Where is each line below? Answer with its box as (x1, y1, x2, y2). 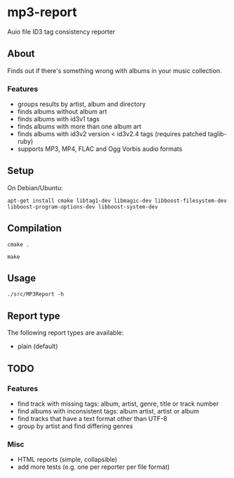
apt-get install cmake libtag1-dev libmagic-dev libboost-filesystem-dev (7, 197, 228, 204)
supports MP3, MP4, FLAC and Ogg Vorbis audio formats (17, 145, 183, 153)
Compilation (7, 223, 62, 234)
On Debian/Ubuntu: (7, 183, 63, 192)
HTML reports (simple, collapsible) (17, 456, 118, 464)
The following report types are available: (7, 328, 124, 337)
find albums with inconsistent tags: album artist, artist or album (17, 406, 200, 415)
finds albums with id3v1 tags (17, 115, 100, 124)
